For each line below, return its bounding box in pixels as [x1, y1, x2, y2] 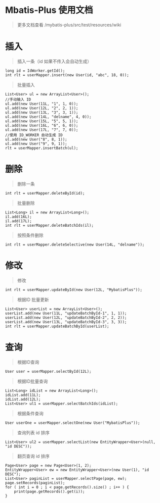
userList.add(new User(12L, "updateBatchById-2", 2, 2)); [5, 315, 127, 320]
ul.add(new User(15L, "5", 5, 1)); [5, 118, 79, 124]
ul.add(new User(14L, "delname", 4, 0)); [5, 114, 92, 119]
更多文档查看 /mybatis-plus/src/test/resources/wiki [17, 22, 121, 28]
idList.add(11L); [5, 392, 41, 398]
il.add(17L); [5, 218, 32, 223]
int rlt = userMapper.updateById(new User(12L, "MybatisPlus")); [5, 287, 142, 292]
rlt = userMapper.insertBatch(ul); [5, 146, 79, 151]
